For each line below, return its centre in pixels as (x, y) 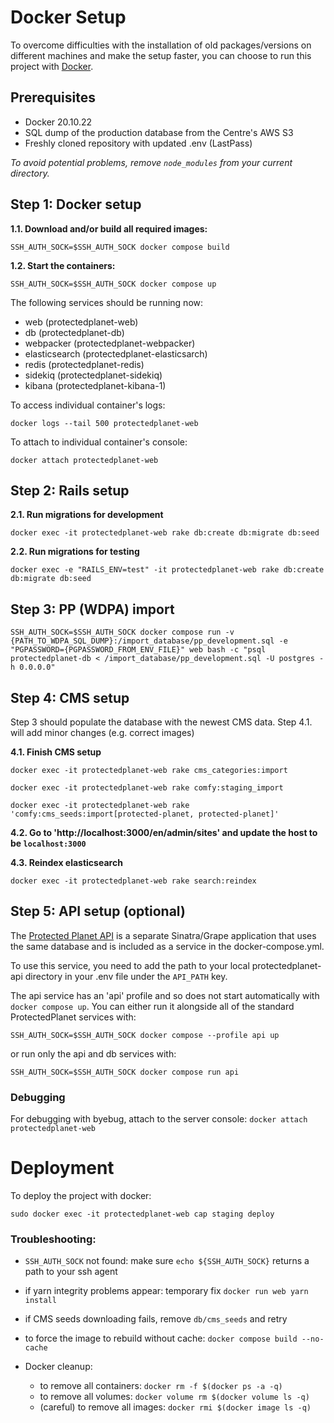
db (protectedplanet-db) (74, 332)
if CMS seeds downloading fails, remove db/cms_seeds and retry (156, 1319)
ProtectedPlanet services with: (73, 1017)
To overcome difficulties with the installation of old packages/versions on (161, 45)
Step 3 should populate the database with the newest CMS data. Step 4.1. (161, 722)
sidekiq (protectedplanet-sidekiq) (93, 375)
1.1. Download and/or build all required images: (109, 228)
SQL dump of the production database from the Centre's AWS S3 (159, 132)
